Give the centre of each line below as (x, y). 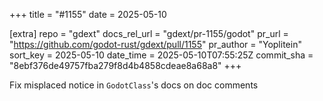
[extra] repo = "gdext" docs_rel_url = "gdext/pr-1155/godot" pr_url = (149, 33)
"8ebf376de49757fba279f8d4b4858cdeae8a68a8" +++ (125, 65)
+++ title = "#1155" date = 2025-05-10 (88, 14)
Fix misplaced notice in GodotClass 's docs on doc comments (134, 85)
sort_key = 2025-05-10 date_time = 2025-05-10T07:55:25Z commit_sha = (161, 55)
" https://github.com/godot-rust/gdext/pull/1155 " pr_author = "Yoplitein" (155, 44)
